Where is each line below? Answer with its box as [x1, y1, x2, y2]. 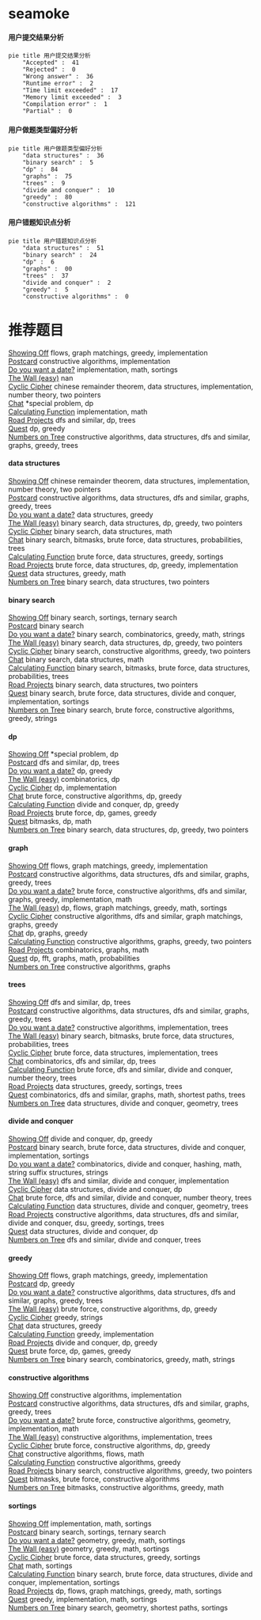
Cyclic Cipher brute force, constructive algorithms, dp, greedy [8, 1441, 211, 1451]
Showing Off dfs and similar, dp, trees [8, 997, 131, 1007]
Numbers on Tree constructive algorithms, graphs [8, 962, 171, 971]
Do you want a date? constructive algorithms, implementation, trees [8, 1022, 229, 1032]
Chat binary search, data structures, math [8, 654, 144, 665]
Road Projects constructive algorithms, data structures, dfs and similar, [8, 1209, 240, 1219]
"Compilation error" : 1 [22, 101, 108, 108]
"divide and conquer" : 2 [22, 279, 112, 286]
